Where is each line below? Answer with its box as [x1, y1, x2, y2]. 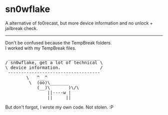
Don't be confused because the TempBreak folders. [5, 39, 112, 45]
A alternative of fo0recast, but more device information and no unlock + [5, 20, 153, 26]
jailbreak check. [5, 25, 38, 31]
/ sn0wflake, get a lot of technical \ [5, 59, 103, 65]
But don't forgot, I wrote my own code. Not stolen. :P [5, 104, 114, 110]
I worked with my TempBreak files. [5, 45, 76, 51]
